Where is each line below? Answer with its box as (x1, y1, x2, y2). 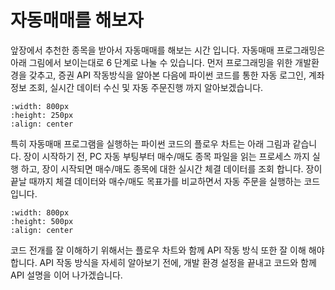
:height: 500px (10, 216, 74, 226)
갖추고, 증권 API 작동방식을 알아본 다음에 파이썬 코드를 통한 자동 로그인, (28, 69, 307, 81)
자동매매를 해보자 (10, 9, 144, 32)
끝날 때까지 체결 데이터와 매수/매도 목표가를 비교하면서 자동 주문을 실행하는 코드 (10, 175, 321, 187)
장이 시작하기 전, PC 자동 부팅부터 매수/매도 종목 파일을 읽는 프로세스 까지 (23, 150, 310, 162)
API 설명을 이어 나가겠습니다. (10, 269, 123, 281)
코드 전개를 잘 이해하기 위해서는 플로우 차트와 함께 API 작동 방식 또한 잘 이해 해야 (10, 244, 325, 256)
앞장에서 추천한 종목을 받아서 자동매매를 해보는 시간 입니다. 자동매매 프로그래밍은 (10, 44, 326, 56)
